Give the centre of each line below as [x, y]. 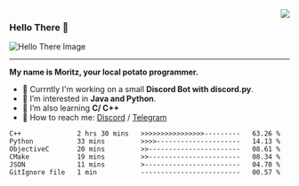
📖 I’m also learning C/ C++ [71, 108]
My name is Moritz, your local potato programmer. [104, 72]
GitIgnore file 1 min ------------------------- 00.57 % [145, 173]
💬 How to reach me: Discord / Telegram [94, 118]
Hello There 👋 [39, 27]
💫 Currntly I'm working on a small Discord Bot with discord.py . [137, 89]
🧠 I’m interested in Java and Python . [89, 99]
